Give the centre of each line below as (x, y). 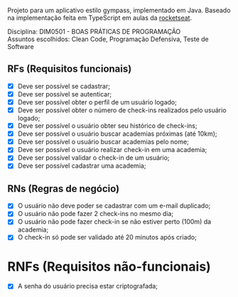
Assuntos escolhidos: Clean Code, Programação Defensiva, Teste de (108, 39)
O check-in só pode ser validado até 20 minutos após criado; (107, 237)
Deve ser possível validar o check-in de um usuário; (93, 158)
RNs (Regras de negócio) (63, 189)
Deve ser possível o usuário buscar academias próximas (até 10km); (118, 134)
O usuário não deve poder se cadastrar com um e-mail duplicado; (114, 206)
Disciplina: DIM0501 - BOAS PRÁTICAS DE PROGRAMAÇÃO (94, 32)
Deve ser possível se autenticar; (65, 94)
